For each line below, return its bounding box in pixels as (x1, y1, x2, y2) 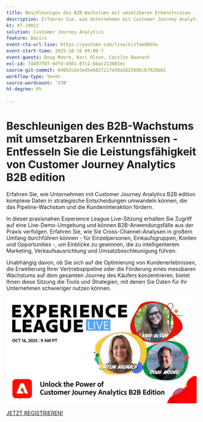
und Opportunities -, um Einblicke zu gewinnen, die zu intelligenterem (6, 240, 180, 248)
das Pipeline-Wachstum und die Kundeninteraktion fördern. (6, 203, 154, 211)
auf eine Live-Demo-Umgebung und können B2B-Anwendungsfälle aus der (6, 221, 194, 229)
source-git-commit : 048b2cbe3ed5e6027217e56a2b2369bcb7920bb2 (6, 67, 166, 73)
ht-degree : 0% (6, 86, 42, 92)
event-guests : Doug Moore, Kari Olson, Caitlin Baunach (6, 54, 150, 60)
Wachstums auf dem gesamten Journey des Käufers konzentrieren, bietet (6, 272, 190, 279)
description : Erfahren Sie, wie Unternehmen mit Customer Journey (6, 16, 177, 22)
